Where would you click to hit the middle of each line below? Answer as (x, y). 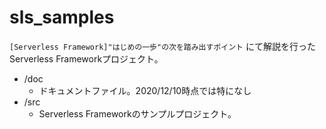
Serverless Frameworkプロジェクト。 (86, 58)
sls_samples (62, 17)
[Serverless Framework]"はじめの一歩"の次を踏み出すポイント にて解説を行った (162, 46)
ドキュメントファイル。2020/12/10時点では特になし (145, 90)
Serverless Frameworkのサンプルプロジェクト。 (137, 113)
